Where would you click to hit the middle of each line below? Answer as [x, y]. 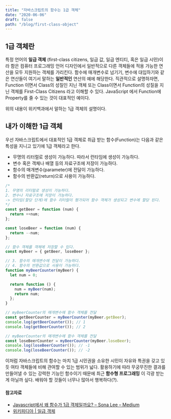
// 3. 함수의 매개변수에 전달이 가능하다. [43, 261]
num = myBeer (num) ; [35, 289]
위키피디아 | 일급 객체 [34, 411]
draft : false [19, 19]
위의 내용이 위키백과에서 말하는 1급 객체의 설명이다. [56, 109]
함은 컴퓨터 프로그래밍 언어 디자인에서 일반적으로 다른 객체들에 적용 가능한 [84, 66]
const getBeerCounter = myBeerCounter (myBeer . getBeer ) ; [66, 317]
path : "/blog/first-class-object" [42, 24]
